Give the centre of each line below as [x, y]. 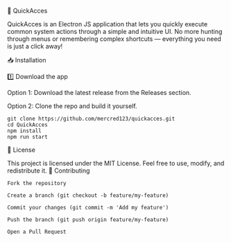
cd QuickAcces [28, 125]
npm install [24, 131]
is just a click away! [35, 46]
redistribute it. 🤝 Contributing [49, 171]
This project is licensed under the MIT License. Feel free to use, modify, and [116, 163]
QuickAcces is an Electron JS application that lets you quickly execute [108, 24]
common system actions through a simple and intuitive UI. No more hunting [115, 32]
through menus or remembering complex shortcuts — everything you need [114, 39]
